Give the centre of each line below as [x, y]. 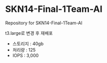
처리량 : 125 [24, 50]
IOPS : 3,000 [25, 55]
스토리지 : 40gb [28, 44]
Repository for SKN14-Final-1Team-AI [44, 23]
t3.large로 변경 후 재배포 [29, 33]
